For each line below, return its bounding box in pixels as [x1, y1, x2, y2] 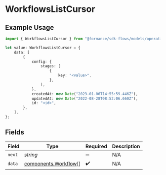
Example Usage [5, 23, 54, 32]
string [24, 151, 38, 158]
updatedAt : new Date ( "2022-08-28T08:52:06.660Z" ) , [31, 96, 138, 101]
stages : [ [40, 63, 61, 69]
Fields [5, 128, 25, 137]
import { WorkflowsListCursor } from [5, 36, 83, 41]
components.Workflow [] [24, 160, 81, 167]
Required [85, 143, 108, 150]
